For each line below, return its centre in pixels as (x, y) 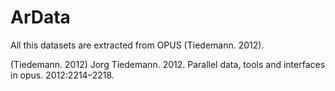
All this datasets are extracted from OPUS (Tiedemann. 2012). (137, 45)
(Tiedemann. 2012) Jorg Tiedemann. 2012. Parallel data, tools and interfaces (168, 64)
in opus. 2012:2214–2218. (62, 75)
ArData (40, 17)
